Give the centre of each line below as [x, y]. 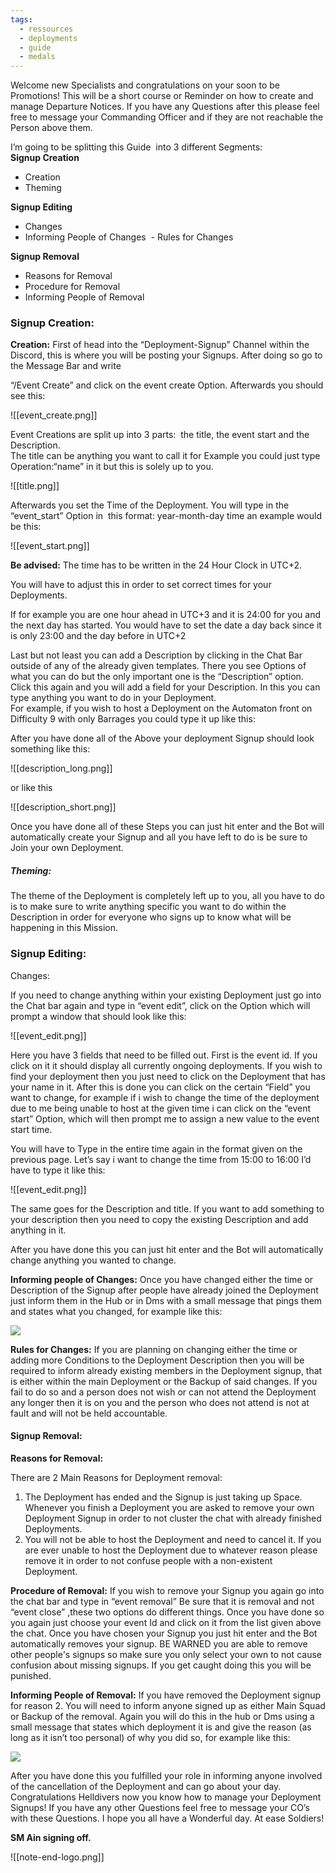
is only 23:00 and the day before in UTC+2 [98, 636]
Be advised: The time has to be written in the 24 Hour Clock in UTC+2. [156, 565]
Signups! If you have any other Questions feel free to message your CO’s [160, 1807]
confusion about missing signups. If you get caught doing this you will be [161, 1665]
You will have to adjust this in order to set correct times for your [141, 585]
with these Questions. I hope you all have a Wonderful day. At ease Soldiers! [167, 1818]
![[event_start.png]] [50, 546]
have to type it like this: [58, 1170]
